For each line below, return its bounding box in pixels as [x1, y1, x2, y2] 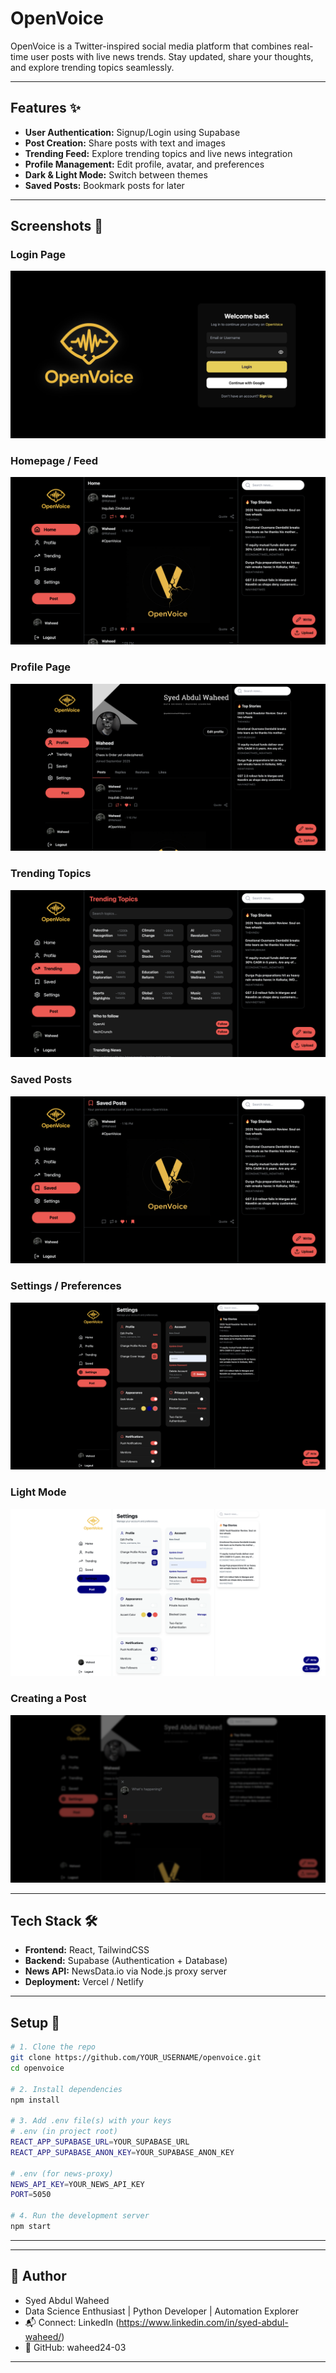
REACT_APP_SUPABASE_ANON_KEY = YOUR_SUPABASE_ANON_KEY [10, 2147, 235, 2157]
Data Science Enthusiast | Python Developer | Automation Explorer [24, 2305, 299, 2317]
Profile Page [10, 660, 71, 674]
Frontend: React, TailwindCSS [24, 1944, 150, 1956]
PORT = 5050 [10, 2190, 52, 2200]
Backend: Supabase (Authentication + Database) [24, 1955, 228, 1967]
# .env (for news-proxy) [10, 2168, 114, 2179]
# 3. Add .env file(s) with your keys [10, 2116, 172, 2126]
